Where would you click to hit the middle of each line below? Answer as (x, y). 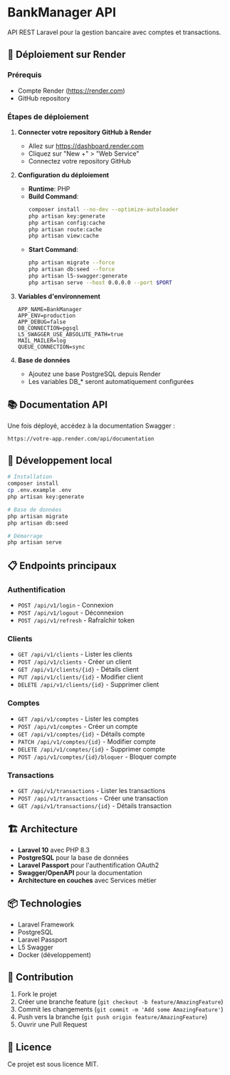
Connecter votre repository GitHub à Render (84, 132)
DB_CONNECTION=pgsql (48, 328)
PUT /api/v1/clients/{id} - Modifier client (80, 677)
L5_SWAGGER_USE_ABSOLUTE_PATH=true (70, 334)
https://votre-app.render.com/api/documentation (81, 439)
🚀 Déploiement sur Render (67, 55)
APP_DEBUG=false (42, 322)
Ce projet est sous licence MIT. (53, 1064)
